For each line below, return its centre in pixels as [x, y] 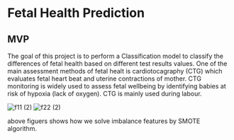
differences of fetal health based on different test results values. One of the [117, 64]
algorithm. [22, 128]
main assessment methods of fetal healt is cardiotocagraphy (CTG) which [115, 71]
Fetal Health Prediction [76, 13]
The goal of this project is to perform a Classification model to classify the [115, 56]
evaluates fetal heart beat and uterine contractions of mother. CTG [105, 78]
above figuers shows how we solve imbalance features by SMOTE [104, 121]
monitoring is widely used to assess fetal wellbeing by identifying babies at [117, 86]
